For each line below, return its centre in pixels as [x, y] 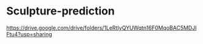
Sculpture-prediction [60, 11]
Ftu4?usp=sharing [29, 34]
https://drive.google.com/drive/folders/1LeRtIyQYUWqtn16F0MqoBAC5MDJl [101, 28]
